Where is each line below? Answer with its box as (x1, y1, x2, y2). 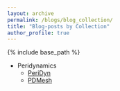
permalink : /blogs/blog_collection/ (7, 17, 113, 23)
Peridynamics (17, 61, 57, 70)
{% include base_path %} (7, 48, 80, 57)
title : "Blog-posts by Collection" (7, 23, 110, 30)
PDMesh (27, 77, 53, 85)
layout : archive (7, 10, 54, 17)
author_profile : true (7, 29, 70, 37)
